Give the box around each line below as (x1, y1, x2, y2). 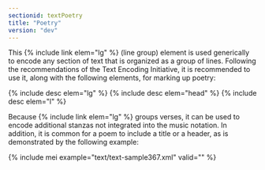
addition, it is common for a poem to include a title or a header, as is (8, 129, 229, 138)
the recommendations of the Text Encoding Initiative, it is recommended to (8, 65, 251, 74)
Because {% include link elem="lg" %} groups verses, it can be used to (8, 112, 241, 122)
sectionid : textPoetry (8, 11, 83, 20)
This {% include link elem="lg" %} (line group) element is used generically (8, 48, 250, 58)
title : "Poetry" (8, 19, 62, 27)
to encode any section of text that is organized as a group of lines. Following (8, 56, 256, 66)
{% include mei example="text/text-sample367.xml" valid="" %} (8, 153, 217, 162)
